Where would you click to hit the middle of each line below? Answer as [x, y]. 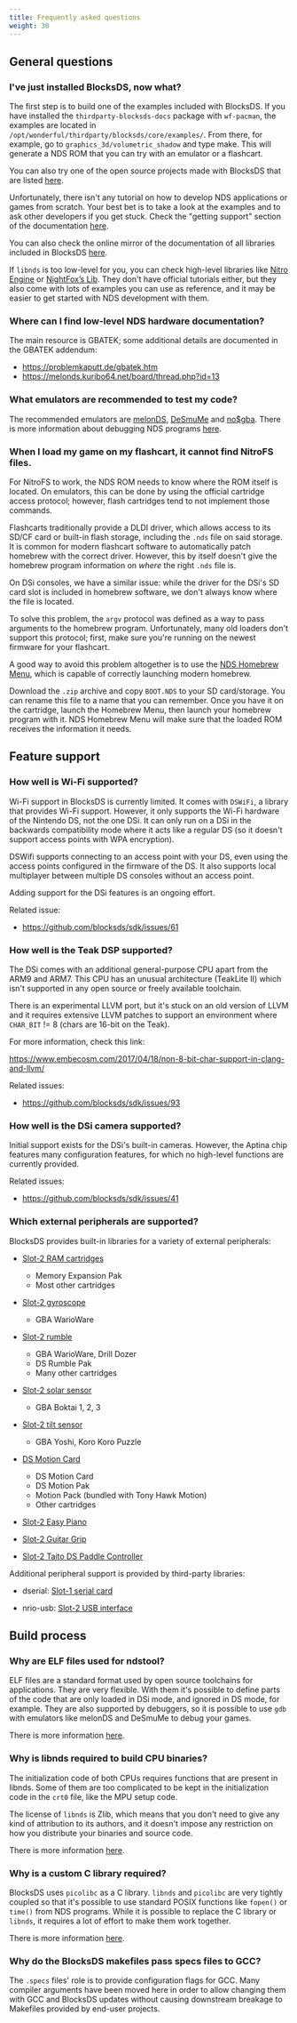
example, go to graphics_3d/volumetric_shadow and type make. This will [141, 144]
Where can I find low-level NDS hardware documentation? [137, 321]
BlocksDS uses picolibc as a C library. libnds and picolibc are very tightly [146, 1892]
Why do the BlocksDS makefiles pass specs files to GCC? [135, 1961]
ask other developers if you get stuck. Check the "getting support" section [145, 217]
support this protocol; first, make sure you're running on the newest [133, 638]
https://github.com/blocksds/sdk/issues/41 [100, 1199]
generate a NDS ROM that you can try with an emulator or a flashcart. [136, 154]
